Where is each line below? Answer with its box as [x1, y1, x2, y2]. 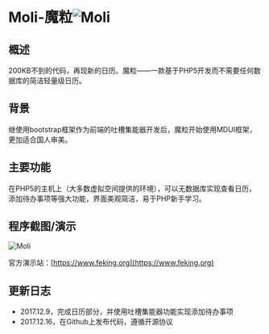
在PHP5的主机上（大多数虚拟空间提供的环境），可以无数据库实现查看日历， [8, 183, 256, 193]
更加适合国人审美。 [8, 135, 72, 144]
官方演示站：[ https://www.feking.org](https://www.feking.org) [8, 258, 215, 268]
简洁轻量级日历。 [29, 76, 86, 86]
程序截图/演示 [8, 219, 77, 233]
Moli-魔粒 [8, 8, 73, 27]
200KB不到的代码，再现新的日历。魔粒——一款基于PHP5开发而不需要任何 [8, 66, 255, 75]
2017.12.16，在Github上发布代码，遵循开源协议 [19, 317, 173, 327]
